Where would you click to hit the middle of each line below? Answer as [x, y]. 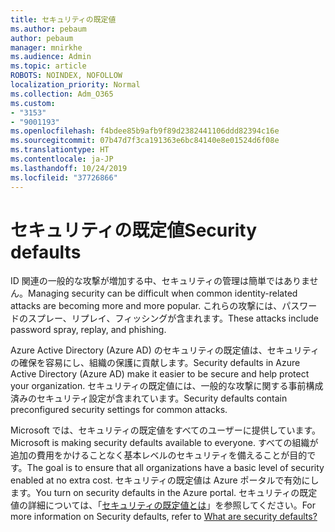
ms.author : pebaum [48, 29]
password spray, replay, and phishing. [88, 330]
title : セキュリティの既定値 [63, 19]
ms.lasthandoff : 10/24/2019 [69, 168]
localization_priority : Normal [75, 85]
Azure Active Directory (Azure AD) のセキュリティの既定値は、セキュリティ [165, 350]
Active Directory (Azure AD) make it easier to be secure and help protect [160, 374]
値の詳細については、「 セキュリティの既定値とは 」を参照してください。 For [163, 505]
